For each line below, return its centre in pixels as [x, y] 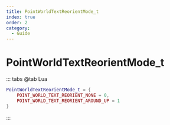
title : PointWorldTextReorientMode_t [53, 11]
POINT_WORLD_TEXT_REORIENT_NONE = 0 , [63, 95]
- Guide [21, 34]
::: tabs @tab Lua [27, 79]
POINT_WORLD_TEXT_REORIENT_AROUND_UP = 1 [68, 101]
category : [18, 28]
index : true [21, 17]
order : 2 [17, 22]
